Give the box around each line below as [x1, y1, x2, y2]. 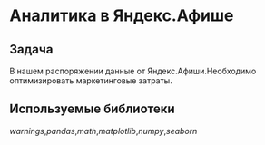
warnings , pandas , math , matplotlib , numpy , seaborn [9, 125, 198, 136]
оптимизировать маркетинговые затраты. [9, 75, 172, 86]
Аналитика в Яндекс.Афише [9, 5, 234, 26]
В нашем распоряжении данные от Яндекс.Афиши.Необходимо [9, 65, 257, 76]
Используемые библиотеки [9, 101, 175, 117]
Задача [9, 42, 54, 57]
